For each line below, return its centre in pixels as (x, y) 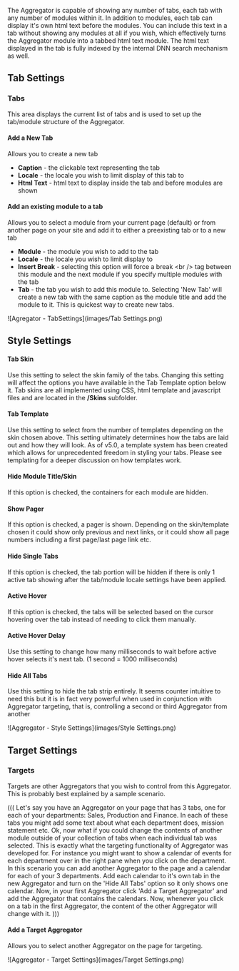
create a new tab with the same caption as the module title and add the (122, 297)
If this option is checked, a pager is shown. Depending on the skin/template (118, 524)
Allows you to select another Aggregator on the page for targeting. (105, 946)
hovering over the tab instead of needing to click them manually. (102, 619)
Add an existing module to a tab (55, 207)
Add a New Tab (30, 138)
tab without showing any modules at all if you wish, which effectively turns (117, 33)
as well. (19, 56)
